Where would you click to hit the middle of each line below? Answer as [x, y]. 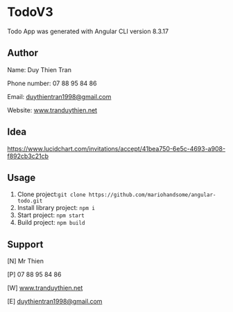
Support [25, 244]
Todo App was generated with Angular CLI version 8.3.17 [88, 31]
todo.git [30, 201]
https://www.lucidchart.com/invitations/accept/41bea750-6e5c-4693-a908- [116, 148]
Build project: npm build [51, 223]
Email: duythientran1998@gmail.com [59, 96]
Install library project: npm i [56, 208]
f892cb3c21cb [28, 156]
